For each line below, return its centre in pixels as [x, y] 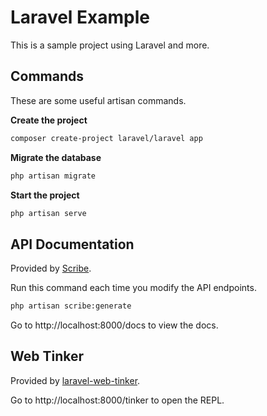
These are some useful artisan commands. [98, 100]
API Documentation [72, 244]
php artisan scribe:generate [71, 306]
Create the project [49, 120]
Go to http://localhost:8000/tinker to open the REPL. [117, 400]
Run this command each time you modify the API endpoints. [133, 288]
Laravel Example [80, 17]
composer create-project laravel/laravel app [106, 138]
